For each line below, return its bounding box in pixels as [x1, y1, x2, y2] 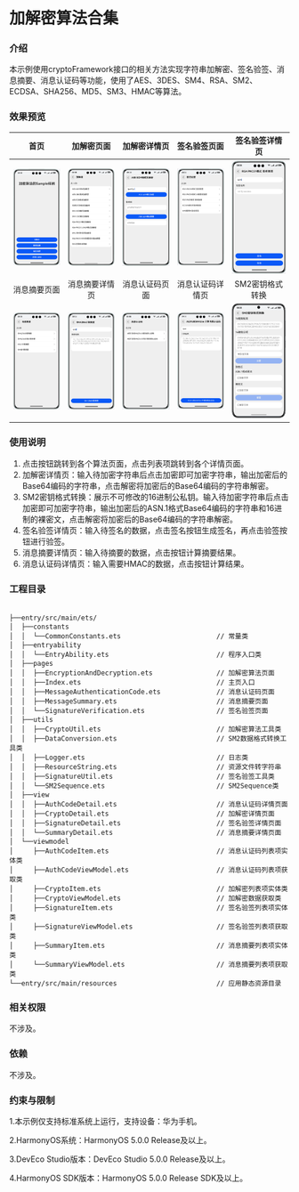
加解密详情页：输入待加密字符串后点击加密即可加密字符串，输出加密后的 [21, 469, 287, 480]
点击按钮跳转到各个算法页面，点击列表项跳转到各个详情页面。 [21, 458, 249, 468]
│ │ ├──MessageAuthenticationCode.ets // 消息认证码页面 [9, 687, 275, 697]
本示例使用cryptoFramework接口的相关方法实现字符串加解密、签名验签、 [9, 64, 278, 75]
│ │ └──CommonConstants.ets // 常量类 [9, 632, 249, 641]
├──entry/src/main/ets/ [9, 613, 98, 623]
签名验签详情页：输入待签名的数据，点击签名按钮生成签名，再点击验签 [21, 524, 280, 535]
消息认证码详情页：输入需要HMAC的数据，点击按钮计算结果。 [21, 558, 249, 569]
